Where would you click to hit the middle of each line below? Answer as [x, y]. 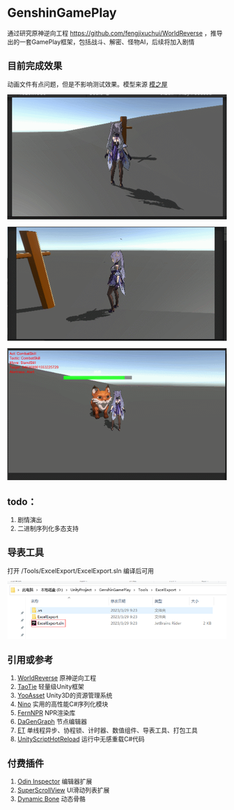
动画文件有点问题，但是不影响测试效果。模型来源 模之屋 [87, 84]
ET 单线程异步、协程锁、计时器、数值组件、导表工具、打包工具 [108, 730]
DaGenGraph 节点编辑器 [52, 722]
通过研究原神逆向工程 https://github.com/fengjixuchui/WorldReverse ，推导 [115, 33]
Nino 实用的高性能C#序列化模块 [63, 704]
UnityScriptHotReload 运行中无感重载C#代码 [81, 739]
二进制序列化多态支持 [48, 528]
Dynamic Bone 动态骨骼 [51, 799]
